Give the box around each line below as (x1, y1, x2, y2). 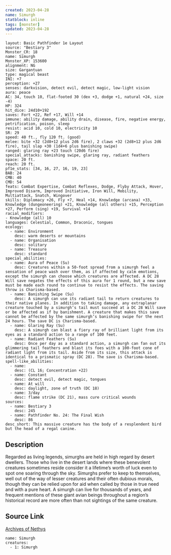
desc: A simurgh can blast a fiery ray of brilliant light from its (14, 327, 164, 333)
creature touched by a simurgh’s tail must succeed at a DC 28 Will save (5, 305, 166, 311)
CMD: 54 (5, 180, 22, 185)
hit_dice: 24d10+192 (5, 108, 50, 113)
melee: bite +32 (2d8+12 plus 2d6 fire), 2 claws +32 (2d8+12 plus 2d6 (5, 139, 161, 145)
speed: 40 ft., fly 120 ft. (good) (5, 135, 81, 140)
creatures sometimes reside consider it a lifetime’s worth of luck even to (5, 464, 157, 470)
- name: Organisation (10, 238, 56, 243)
